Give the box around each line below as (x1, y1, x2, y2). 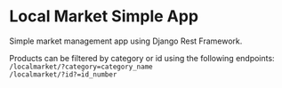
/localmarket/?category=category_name (9, 62, 153, 71)
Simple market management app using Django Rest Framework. (9, 36, 243, 46)
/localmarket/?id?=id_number (9, 69, 117, 79)
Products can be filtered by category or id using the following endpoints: (9, 52, 275, 63)
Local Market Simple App (9, 6, 198, 27)
